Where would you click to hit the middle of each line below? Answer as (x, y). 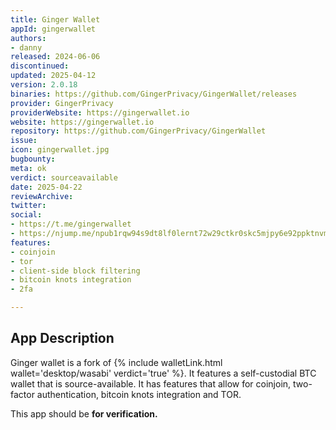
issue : (24, 141)
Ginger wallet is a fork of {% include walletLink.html (116, 362)
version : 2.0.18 (44, 85)
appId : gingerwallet (53, 29)
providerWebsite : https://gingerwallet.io (100, 112)
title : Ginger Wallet (55, 19)
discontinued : (40, 66)
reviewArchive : (42, 196)
